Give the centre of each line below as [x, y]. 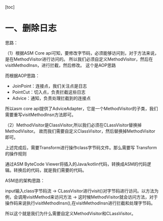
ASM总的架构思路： [25, 181]
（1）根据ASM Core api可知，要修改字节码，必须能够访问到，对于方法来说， [82, 53]
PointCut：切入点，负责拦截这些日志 [49, 92]
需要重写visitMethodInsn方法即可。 [40, 115]
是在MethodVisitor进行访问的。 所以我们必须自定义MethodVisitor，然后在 [79, 59]
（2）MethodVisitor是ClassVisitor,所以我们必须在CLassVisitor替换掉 [73, 125]
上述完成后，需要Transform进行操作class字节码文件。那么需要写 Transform [81, 147]
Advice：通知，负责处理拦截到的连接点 [51, 98]
